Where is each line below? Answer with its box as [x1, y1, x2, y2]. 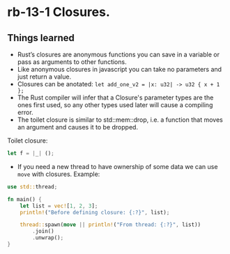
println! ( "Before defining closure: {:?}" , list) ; [20, 209, 170, 216]
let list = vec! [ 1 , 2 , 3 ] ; [20, 203, 98, 209]
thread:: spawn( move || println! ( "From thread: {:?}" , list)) [20, 221, 201, 228]
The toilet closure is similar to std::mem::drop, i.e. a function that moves [17, 116, 223, 124]
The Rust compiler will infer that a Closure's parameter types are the [17, 93, 214, 102]
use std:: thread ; [7, 183, 58, 190]
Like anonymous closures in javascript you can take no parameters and [17, 65, 222, 73]
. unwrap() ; [32, 235, 64, 241]
